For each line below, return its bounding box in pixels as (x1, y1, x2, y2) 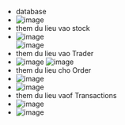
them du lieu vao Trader (15, 49, 94, 58)
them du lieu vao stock (15, 24, 90, 32)
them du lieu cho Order (15, 66, 92, 74)
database (15, 7, 47, 16)
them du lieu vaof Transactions (15, 91, 117, 100)
